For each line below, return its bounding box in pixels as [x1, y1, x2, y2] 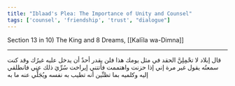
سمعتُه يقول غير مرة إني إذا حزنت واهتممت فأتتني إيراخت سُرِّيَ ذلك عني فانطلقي [7, 63, 219, 71]
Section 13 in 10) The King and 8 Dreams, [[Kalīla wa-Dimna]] [7, 35, 184, 44]
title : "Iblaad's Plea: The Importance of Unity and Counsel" [7, 10, 192, 17]
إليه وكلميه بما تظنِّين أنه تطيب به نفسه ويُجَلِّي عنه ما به [7, 70, 149, 78]
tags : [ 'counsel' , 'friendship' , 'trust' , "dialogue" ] [7, 17, 171, 24]
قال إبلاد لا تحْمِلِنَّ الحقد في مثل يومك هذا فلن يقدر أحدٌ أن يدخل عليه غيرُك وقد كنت [7, 55, 222, 64]
